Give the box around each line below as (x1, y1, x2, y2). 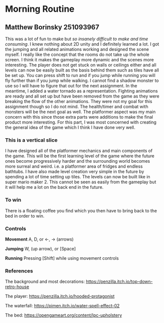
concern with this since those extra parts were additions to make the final (5, 114, 153, 120)
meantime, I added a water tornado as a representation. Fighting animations (5, 88, 158, 94)
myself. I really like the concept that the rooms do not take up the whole (5, 51, 150, 57)
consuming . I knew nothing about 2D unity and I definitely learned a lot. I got (5, 41, 159, 47)
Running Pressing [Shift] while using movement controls (5, 255, 119, 261)
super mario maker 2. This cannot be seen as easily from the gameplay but (5, 179, 157, 185)
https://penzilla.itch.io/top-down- (85, 278, 153, 285)
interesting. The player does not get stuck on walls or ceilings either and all (5, 62, 157, 68)
